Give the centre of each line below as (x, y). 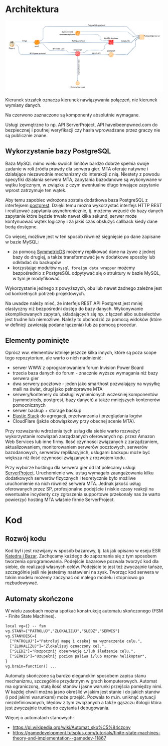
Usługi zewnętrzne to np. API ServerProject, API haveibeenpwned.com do (81, 125)
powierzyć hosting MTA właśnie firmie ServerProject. (60, 500)
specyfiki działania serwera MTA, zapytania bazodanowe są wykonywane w (83, 179)
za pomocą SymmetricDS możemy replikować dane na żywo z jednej (84, 252)
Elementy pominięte (37, 340)
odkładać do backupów (37, 262)
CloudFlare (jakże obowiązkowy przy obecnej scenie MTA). (74, 421)
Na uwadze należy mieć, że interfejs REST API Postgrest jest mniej (74, 303)
